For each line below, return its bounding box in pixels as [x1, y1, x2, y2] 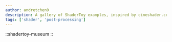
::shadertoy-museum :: [5, 31, 53, 37]
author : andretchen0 [5, 7, 50, 13]
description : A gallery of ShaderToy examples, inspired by [5, 12, 137, 17]
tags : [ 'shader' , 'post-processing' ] [5, 17, 86, 22]
